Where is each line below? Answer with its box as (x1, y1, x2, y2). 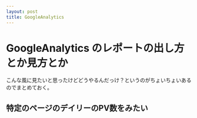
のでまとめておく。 (6, 84, 53, 91)
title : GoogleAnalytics (6, 14, 65, 20)
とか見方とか (6, 56, 69, 70)
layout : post (6, 8, 38, 15)
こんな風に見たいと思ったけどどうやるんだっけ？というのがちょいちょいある (6, 77, 192, 84)
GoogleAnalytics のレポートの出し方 (6, 41, 185, 55)
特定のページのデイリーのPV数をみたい (6, 103, 148, 113)
